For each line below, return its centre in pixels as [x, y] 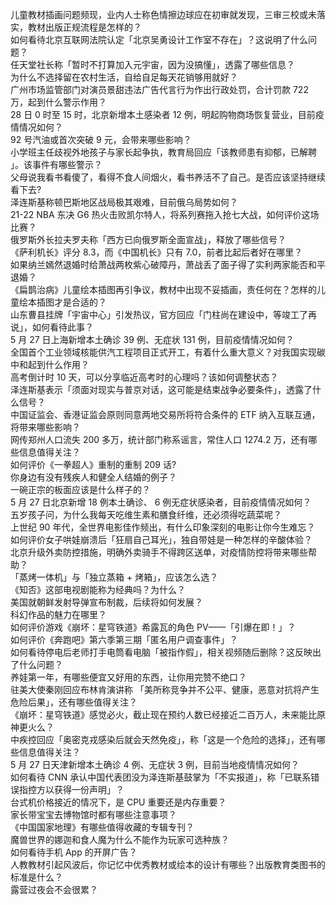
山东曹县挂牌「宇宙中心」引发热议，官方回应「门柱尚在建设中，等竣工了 [159, 314]
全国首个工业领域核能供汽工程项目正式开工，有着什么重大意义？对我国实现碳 [168, 352]
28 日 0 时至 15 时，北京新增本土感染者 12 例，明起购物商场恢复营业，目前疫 [167, 114]
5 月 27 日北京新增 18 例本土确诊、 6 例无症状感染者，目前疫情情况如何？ [161, 502]
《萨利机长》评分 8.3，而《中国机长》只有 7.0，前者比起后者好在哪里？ [156, 252]
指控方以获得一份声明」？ [71, 789]
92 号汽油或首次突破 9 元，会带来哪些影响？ [101, 139]
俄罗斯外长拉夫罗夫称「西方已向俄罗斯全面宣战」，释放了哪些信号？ [148, 239]
